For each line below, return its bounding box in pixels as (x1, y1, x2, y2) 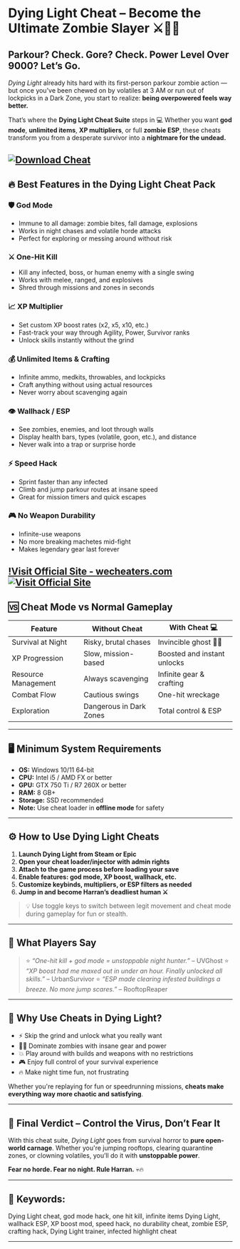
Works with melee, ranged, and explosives (18, 276, 143, 285)
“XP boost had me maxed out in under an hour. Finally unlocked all (25, 967, 223, 975)
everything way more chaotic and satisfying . (8, 1090, 143, 1098)
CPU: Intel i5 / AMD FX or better (18, 773, 113, 782)
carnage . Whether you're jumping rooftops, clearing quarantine (26, 1143, 214, 1153)
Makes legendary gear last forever (18, 544, 120, 554)
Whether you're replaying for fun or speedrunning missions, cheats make (8, 1082, 224, 1091)
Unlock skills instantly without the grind (18, 335, 135, 344)
